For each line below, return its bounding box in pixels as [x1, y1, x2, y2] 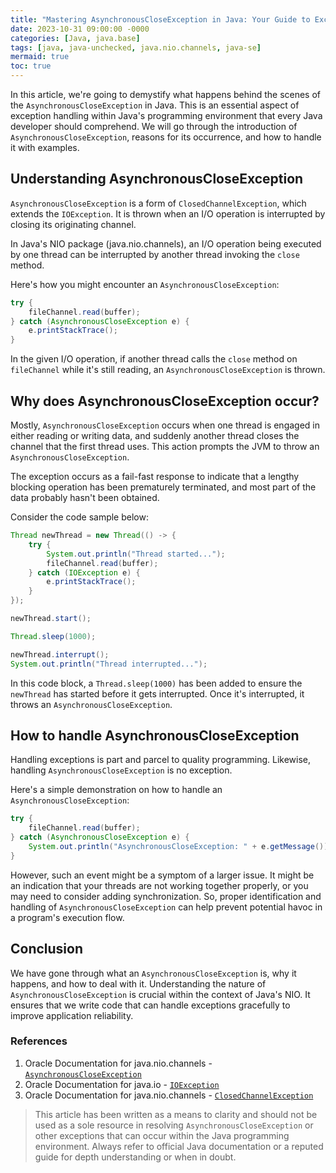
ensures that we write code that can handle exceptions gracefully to [10, 999, 291, 1011]
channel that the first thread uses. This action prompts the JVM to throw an [10, 441, 320, 452]
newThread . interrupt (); [10, 649, 110, 660]
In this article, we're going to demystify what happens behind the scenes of [10, 89, 322, 100]
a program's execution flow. [10, 911, 125, 923]
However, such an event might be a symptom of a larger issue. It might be [10, 869, 315, 881]
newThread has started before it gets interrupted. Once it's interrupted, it [10, 687, 305, 700]
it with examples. [10, 142, 80, 153]
